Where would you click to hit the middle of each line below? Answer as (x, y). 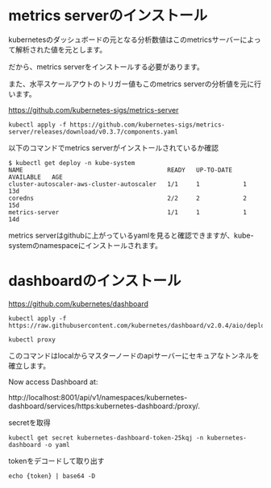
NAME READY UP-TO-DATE (120, 170)
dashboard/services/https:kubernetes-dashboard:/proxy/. (104, 406)
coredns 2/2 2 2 (128, 198)
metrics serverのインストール (108, 16)
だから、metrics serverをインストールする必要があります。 (106, 66)
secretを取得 (29, 422)
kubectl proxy (32, 339)
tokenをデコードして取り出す (56, 461)
